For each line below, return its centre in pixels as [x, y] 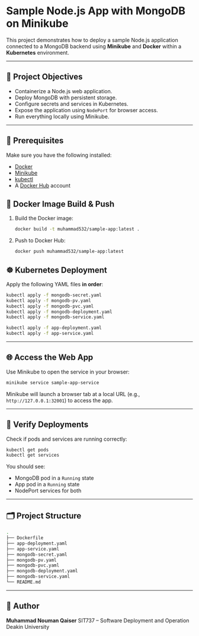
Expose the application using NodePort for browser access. [86, 110]
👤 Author [23, 606]
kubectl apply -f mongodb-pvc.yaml [50, 306]
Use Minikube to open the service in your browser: [68, 372]
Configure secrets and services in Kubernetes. [71, 104]
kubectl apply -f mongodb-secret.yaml [54, 295]
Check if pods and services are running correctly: [67, 439]
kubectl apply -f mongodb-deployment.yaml [59, 312]
